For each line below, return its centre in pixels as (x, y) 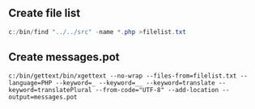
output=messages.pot (43, 97)
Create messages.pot (64, 57)
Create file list (45, 13)
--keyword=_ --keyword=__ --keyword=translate (136, 83)
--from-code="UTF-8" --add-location (157, 90)
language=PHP (30, 83)
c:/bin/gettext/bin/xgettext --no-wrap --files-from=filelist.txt (123, 76)
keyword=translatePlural (50, 90)
